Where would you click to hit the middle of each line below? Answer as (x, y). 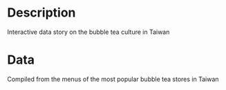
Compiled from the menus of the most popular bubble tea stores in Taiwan (113, 79)
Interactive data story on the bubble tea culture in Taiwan (88, 32)
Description (41, 13)
